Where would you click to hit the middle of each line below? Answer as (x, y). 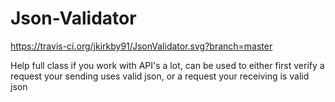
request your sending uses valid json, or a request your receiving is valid (160, 76)
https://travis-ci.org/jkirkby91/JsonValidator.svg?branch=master (141, 46)
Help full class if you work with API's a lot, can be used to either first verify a (167, 65)
